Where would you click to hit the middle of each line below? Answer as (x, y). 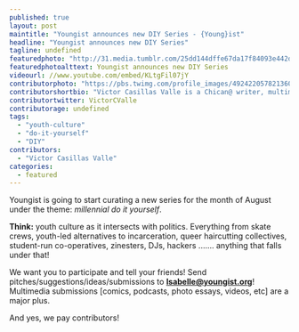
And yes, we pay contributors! (65, 318)
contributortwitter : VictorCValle (73, 100)
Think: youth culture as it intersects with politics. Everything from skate (140, 227)
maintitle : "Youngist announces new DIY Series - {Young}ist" (127, 34)
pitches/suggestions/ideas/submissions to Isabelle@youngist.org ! (132, 282)
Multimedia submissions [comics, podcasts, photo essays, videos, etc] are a (149, 291)
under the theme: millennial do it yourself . (85, 209)
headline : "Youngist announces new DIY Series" (99, 42)
